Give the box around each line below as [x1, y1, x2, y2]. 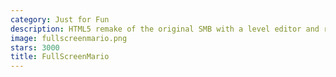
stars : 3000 [10, 42, 60, 53]
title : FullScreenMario [10, 52, 110, 62]
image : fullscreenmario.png [10, 33, 128, 43]
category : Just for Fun [10, 14, 110, 25]
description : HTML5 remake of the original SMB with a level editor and [10, 24, 320, 34]
